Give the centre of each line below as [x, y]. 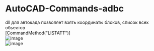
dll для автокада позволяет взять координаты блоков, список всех [77, 22]
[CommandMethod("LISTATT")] [38, 33]
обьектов [15, 27]
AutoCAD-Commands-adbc [65, 9]
